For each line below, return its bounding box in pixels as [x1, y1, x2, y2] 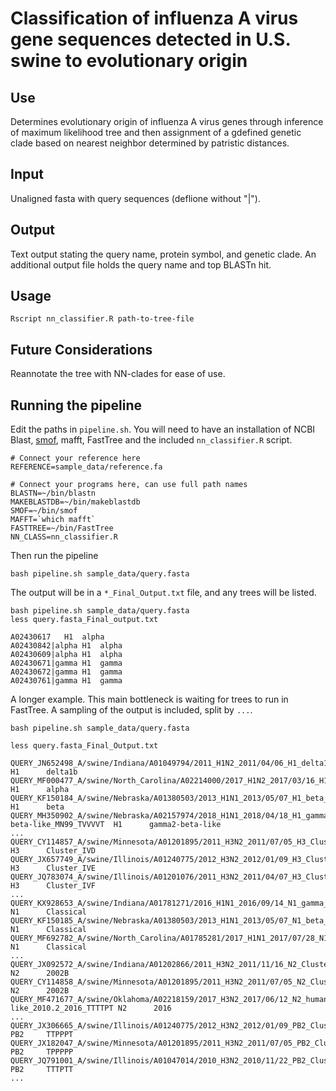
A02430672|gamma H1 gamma [10, 667, 123, 677]
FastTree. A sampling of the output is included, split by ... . [10, 704, 253, 716]
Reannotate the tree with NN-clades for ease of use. [10, 368, 226, 380]
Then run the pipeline [10, 550, 99, 562]
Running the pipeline [10, 397, 142, 414]
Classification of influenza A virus [10, 7, 299, 30]
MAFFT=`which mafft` [10, 515, 97, 525]
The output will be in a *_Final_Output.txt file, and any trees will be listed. [10, 587, 317, 599]
